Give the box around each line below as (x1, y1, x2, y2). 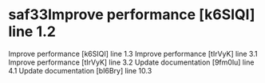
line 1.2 (8, 22, 56, 41)
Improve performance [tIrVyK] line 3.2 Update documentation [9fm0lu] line (8, 57, 255, 67)
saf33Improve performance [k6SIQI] (8, 6, 255, 24)
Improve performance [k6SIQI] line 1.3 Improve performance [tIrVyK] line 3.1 (8, 49, 258, 58)
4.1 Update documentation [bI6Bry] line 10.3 (8, 65, 152, 75)
